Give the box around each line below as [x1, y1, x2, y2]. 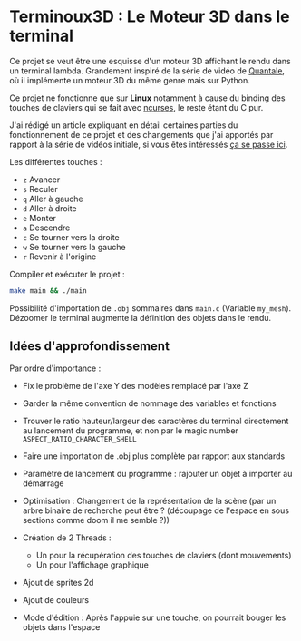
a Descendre [22, 222, 71, 233]
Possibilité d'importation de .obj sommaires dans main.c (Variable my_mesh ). [9, 302, 292, 314]
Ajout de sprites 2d [22, 577, 94, 588]
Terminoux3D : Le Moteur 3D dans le [9, 6, 290, 27]
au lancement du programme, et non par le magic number [22, 424, 238, 436]
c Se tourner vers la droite [22, 231, 120, 242]
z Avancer [22, 174, 61, 185]
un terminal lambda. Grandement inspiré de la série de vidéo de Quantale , [9, 65, 286, 76]
